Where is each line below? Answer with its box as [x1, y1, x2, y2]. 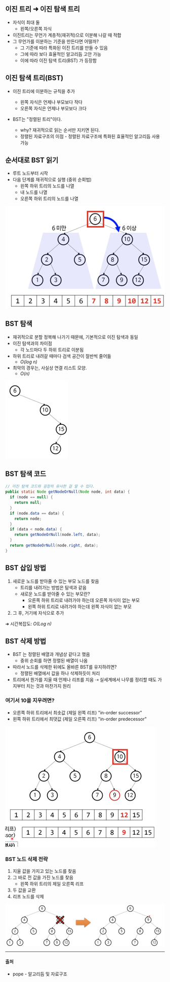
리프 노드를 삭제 [12, 894, 44, 900]
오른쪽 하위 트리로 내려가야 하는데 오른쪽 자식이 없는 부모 [27, 597, 140, 603]
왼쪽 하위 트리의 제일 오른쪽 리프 [20, 881, 84, 887]
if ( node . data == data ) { [10, 511, 65, 516]
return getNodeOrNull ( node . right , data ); [10, 543, 99, 548]
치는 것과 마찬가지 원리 [26, 683, 71, 689]
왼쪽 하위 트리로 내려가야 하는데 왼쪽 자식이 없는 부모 [27, 604, 132, 610]
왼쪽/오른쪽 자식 [20, 25, 52, 31]
